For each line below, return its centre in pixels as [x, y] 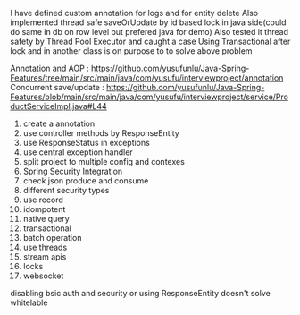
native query [46, 219]
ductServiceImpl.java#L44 [59, 106]
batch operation [52, 238]
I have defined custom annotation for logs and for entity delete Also [134, 13]
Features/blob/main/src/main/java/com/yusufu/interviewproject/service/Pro [150, 97]
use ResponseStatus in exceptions [86, 143]
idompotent [44, 209]
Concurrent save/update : [58, 87]
